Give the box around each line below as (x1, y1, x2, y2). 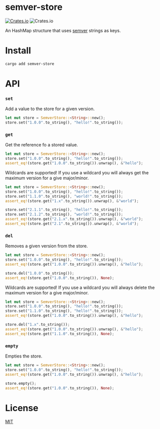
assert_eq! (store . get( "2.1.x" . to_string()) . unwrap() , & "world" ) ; (5, 216, 143, 222)
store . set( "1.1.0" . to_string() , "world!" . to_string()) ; (5, 194, 123, 199)
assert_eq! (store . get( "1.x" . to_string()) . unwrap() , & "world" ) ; (5, 198, 139, 204)
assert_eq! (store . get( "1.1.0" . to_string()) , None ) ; (5, 331, 114, 336)
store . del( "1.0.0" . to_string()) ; (5, 271, 75, 276)
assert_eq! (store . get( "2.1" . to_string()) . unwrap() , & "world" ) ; (5, 221, 139, 226)
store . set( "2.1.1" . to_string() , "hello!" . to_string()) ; (5, 208, 123, 213)
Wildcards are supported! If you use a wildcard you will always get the (5, 169, 149, 175)
